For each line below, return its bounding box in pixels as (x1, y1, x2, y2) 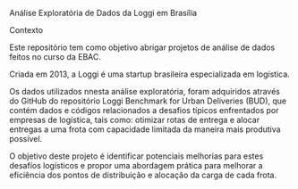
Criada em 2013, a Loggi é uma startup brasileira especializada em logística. (9, 69, 291, 79)
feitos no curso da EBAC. (9, 52, 101, 62)
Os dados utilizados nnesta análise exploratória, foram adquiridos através (9, 86, 280, 96)
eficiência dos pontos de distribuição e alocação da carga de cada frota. (9, 169, 277, 180)
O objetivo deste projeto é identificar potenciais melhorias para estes (9, 151, 264, 161)
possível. (9, 134, 43, 144)
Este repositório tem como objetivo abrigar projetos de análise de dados (9, 42, 276, 53)
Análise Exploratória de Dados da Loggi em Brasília (9, 8, 198, 18)
